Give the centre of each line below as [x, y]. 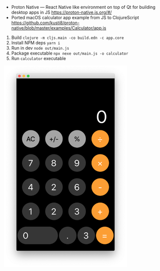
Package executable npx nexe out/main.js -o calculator [70, 53]
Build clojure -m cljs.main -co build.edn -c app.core [67, 37]
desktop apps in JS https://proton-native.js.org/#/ [61, 12]
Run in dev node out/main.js [40, 48]
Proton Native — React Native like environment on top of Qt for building [83, 7]
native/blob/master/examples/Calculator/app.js [59, 28]
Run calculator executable [39, 58]
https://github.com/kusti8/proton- [45, 23]
